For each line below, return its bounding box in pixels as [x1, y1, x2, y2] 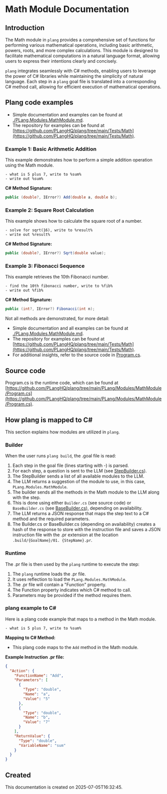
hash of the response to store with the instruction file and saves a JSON [12, 527, 161, 533]
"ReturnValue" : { [14, 733, 50, 738]
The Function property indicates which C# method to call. [12, 587, 131, 593]
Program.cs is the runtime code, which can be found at [5, 380, 118, 386]
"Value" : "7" [23, 720, 50, 725]
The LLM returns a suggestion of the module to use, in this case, [12, 479, 146, 485]
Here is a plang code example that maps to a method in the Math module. [5, 616, 156, 622]
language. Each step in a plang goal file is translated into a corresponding [5, 79, 156, 84]
